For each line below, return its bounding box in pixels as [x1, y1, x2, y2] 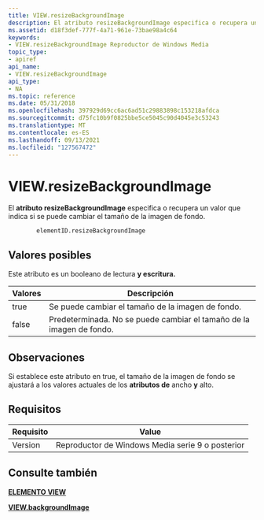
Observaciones [8, 351, 85, 364]
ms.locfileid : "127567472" [8, 143, 97, 151]
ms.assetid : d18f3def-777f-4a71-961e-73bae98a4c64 [8, 26, 178, 34]
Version [12, 439, 41, 450]
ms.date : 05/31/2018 [8, 99, 76, 107]
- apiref [8, 56, 37, 64]
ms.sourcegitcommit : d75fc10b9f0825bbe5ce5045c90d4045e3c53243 [8, 114, 220, 122]
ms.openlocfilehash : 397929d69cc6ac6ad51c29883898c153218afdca [8, 107, 220, 115]
